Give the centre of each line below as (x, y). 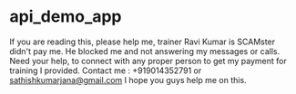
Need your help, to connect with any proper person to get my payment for (148, 61)
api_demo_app (66, 17)
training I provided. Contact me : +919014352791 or (106, 70)
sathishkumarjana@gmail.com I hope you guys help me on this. (128, 80)
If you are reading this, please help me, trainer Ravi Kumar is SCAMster (143, 42)
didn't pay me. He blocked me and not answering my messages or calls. (145, 51)
